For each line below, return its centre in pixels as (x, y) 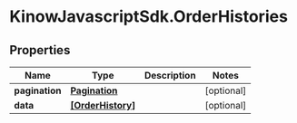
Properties (40, 50)
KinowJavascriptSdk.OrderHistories (149, 17)
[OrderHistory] (103, 105)
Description (170, 76)
